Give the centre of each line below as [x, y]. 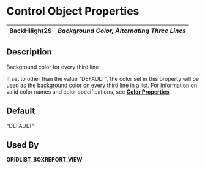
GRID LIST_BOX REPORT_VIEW [44, 160]
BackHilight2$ [31, 31]
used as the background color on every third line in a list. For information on [102, 85]
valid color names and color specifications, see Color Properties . [89, 92]
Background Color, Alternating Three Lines [122, 31]
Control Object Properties [73, 11]
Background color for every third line [53, 67]
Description [29, 52]
